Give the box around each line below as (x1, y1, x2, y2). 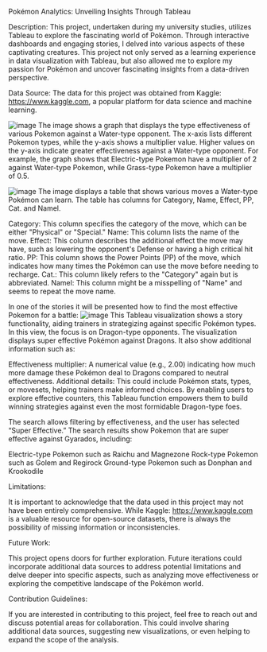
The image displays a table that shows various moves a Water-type (38, 187, 258, 196)
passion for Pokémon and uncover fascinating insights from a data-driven (8, 64, 250, 74)
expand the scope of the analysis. (8, 635, 119, 644)
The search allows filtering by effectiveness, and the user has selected (8, 417, 240, 426)
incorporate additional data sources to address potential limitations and (8, 562, 242, 571)
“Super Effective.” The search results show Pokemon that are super (8, 425, 229, 435)
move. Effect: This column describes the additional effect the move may (8, 236, 244, 245)
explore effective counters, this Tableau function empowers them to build (8, 394, 248, 402)
